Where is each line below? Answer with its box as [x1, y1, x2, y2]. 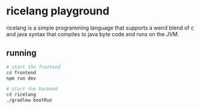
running [6, 48, 37, 58]
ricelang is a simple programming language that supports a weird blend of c [6, 24, 195, 31]
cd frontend [6, 69, 36, 76]
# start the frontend [6, 64, 61, 70]
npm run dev [6, 75, 36, 81]
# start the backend [6, 86, 58, 92]
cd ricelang [6, 92, 36, 98]
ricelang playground [6, 4, 110, 18]
